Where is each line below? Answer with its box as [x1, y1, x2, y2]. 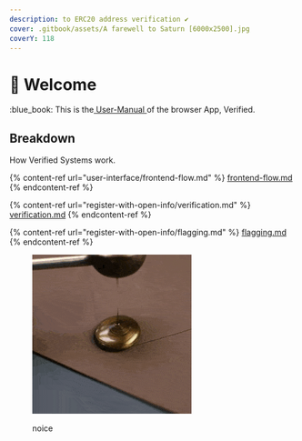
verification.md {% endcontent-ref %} [9, 209, 152, 220]
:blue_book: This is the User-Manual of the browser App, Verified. [9, 105, 256, 115]
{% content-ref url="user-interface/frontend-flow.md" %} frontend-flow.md [9, 173, 293, 184]
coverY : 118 [9, 34, 55, 43]
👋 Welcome [9, 74, 97, 95]
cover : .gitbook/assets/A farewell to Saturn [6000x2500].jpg [9, 24, 250, 34]
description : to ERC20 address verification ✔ [9, 15, 189, 24]
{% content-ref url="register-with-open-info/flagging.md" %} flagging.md [9, 227, 287, 238]
